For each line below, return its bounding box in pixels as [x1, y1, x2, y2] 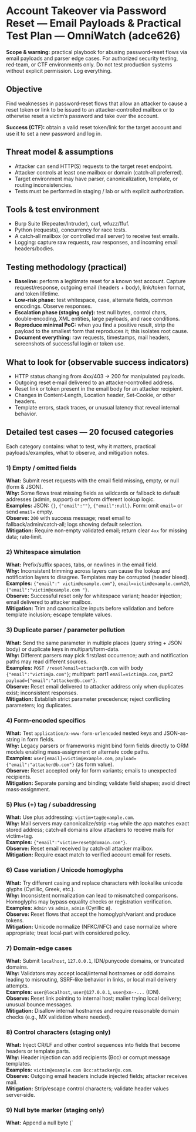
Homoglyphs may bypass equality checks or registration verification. [6, 898, 173, 905]
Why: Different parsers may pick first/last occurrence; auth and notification [6, 651, 188, 659]
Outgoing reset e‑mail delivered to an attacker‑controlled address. [14, 379, 174, 386]
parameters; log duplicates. [6, 701, 73, 708]
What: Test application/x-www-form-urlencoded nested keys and [6, 730, 163, 737]
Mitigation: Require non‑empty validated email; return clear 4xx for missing [6, 527, 188, 534]
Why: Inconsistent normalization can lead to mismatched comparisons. [6, 892, 178, 899]
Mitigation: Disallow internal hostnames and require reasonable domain [6, 1007, 180, 1014]
